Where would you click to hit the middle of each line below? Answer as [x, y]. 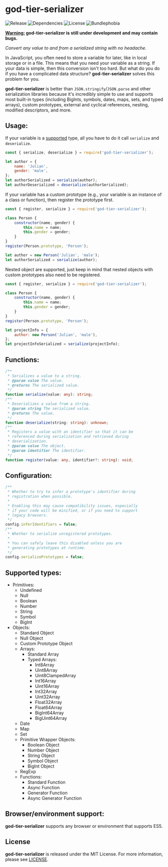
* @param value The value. [36, 381]
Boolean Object [43, 745]
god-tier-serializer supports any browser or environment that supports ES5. [84, 826]
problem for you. [23, 79]
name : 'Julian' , [31, 166]
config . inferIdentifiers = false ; [41, 525]
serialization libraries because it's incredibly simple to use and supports [79, 94]
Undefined [31, 590]
